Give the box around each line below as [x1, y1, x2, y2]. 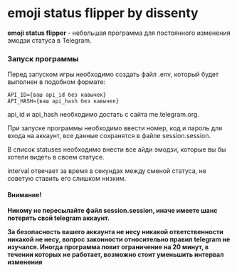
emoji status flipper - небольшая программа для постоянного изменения [7, 28, 231, 37]
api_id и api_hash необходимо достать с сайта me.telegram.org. [7, 110, 199, 119]
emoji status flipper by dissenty [7, 5, 199, 21]
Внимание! [7, 190, 42, 199]
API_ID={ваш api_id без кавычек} [7, 91, 107, 99]
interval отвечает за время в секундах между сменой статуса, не [7, 167, 206, 175]
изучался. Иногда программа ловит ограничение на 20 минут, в [7, 243, 209, 251]
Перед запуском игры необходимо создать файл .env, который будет [7, 70, 219, 79]
